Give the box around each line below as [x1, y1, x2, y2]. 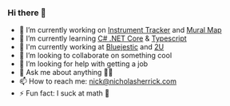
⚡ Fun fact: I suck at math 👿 [18, 88, 109, 98]
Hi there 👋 [7, 7, 47, 18]
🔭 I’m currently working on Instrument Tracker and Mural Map [18, 26, 222, 35]
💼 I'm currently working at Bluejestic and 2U [18, 42, 165, 52]
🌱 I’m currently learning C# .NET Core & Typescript [18, 33, 187, 43]
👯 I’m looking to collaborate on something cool [18, 51, 172, 61]
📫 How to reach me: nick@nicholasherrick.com [18, 77, 177, 86]
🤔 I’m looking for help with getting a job [18, 59, 149, 69]
